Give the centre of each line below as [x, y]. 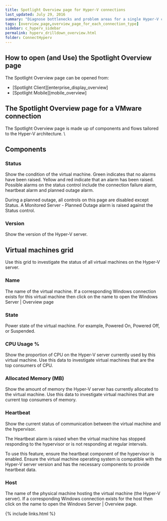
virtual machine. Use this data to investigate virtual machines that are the [80, 360]
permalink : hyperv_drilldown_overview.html [51, 33]
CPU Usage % [22, 344]
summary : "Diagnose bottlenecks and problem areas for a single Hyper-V [82, 19]
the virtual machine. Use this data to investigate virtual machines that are [80, 395]
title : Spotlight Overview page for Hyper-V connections [65, 10]
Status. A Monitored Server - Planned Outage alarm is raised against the [79, 205]
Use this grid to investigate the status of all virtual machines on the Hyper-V [83, 262]
